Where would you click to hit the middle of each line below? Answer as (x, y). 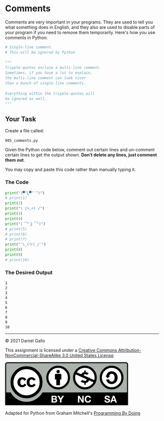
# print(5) (16, 229)
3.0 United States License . (88, 356)
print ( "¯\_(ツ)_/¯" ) (26, 245)
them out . (15, 160)
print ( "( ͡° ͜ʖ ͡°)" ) (25, 224)
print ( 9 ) (14, 255)
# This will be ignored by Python (40, 52)
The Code (17, 182)
